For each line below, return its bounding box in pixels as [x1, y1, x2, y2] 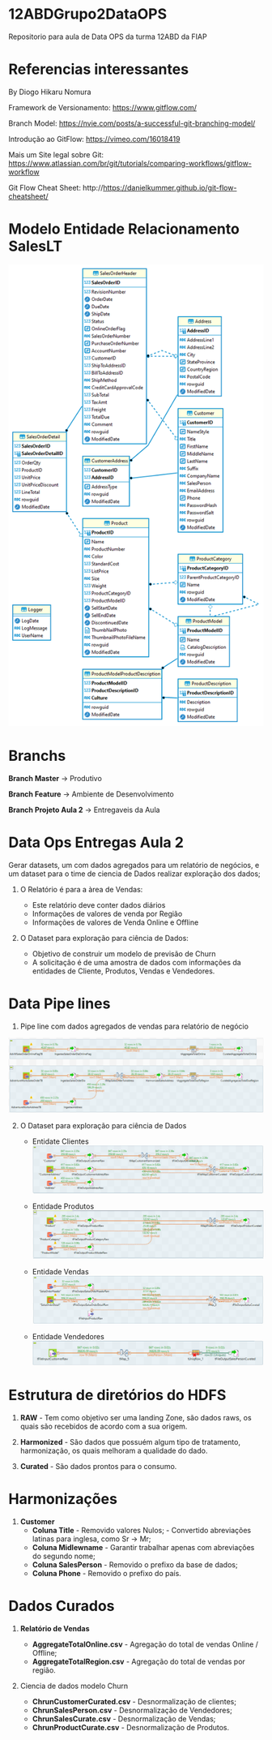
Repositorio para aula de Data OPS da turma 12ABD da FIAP [8, 32, 208, 41]
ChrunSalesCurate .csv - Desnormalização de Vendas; [32, 1713, 216, 1724]
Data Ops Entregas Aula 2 [8, 833, 185, 852]
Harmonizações [8, 1489, 117, 1508]
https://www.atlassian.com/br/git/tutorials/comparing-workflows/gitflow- [8, 158, 253, 168]
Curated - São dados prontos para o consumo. [19, 1461, 177, 1471]
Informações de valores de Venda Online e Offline [32, 917, 199, 927]
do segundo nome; [32, 1551, 96, 1561]
